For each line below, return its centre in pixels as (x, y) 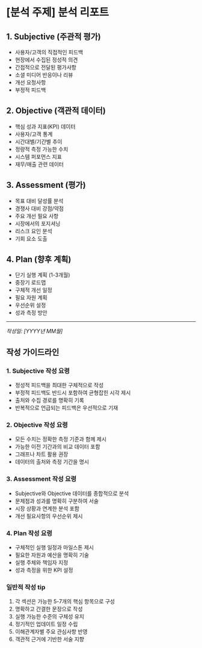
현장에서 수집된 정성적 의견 (46, 60)
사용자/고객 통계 (34, 134)
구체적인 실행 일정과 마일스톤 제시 (54, 548)
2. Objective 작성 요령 (37, 425)
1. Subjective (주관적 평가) (54, 37)
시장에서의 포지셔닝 (38, 223)
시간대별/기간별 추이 (38, 141)
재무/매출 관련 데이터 (39, 164)
